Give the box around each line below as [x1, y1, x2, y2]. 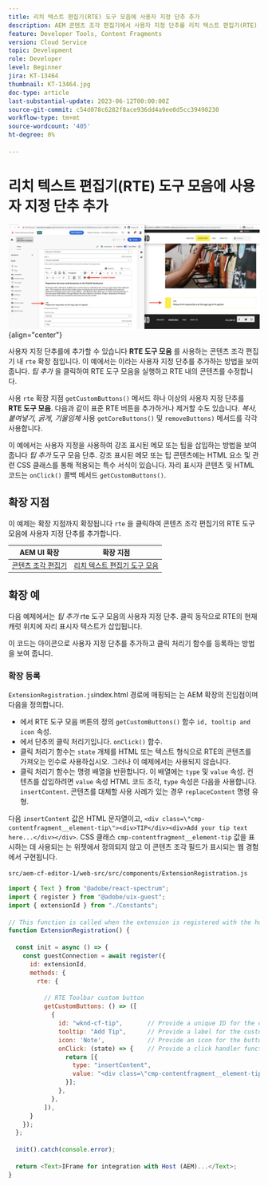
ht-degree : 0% [8, 131, 56, 139]
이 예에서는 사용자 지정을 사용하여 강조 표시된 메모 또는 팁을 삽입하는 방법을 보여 [8, 440, 258, 450]
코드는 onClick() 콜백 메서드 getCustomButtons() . [8, 470, 167, 479]
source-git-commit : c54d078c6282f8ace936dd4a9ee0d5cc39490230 [8, 105, 219, 113]
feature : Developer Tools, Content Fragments [8, 30, 162, 38]
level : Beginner [8, 64, 62, 72]
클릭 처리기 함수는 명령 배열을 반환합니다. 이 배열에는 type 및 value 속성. [19, 767, 246, 776]
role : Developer [8, 55, 62, 63]
